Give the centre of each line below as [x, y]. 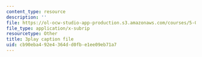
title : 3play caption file [40, 39]
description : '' [26, 17]
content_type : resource [36, 12]
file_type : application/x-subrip [48, 28]
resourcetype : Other [32, 34]
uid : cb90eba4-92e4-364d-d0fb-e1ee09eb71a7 [62, 45]
